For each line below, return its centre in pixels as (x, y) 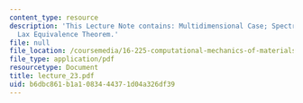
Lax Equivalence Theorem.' (68, 34)
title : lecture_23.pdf (52, 76)
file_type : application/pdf (62, 59)
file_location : (38, 51)
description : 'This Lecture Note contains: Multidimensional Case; (139, 26)
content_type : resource (54, 17)
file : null (30, 43)
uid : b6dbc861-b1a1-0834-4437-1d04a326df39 (92, 84)
